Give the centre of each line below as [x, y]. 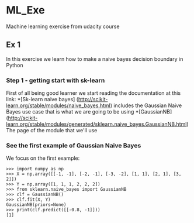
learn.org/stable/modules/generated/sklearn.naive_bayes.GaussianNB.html [96, 124]
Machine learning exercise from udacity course [63, 26]
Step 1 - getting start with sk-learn [56, 80]
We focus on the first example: [43, 158]
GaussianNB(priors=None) [36, 205]
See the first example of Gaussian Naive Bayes [74, 145]
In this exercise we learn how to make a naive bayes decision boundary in [95, 59]
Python [15, 65]
